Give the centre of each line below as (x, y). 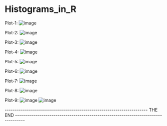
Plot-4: (12, 52)
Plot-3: (11, 42)
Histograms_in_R (40, 9)
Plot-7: (11, 81)
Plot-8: (12, 90)
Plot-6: (12, 71)
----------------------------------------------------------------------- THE (81, 110)
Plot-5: (11, 61)
